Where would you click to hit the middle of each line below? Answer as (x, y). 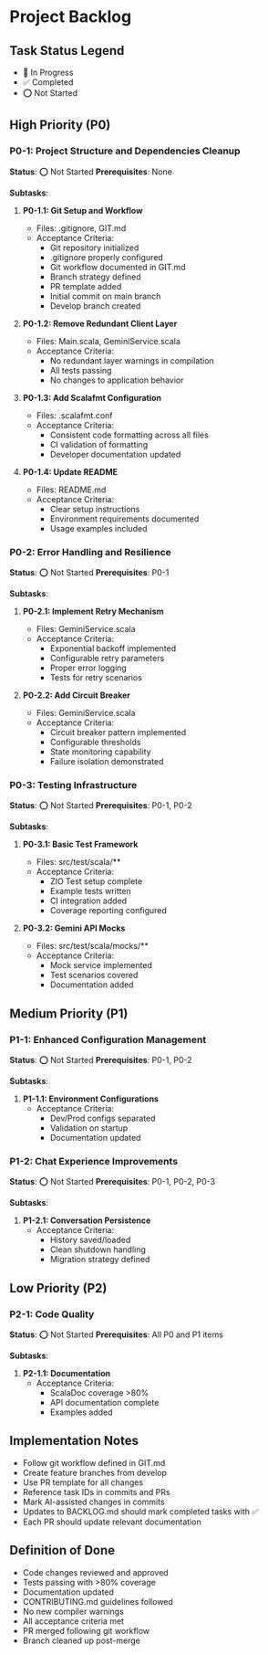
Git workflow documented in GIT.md (118, 267)
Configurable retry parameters (107, 658)
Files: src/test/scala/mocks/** (92, 946)
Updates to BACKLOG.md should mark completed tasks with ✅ (141, 1511)
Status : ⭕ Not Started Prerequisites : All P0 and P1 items (116, 1334)
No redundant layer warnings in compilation (132, 360)
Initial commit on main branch (105, 296)
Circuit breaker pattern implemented (118, 732)
